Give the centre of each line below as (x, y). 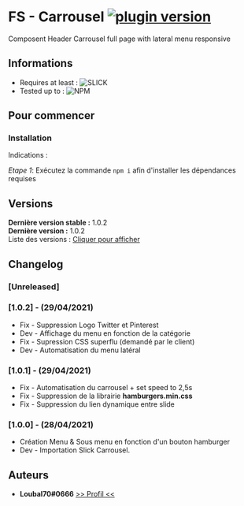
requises (22, 179)
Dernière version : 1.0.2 (46, 231)
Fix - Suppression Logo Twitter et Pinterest (89, 325)
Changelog (36, 264)
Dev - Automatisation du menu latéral (80, 350)
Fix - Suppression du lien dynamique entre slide (97, 404)
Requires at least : (49, 82)
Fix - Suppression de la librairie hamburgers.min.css (106, 396)
